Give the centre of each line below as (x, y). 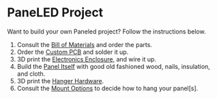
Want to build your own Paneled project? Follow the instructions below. (106, 31)
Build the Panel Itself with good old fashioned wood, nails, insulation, (113, 66)
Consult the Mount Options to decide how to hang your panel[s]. (107, 88)
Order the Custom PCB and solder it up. (73, 52)
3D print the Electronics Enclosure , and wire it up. (87, 59)
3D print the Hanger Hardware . (60, 81)
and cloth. (31, 74)
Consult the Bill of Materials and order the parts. (84, 44)
